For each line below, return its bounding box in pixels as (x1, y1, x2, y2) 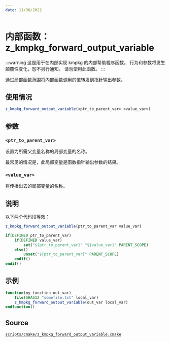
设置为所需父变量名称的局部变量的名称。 (5, 148, 90, 154)
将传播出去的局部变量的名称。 (5, 183, 67, 189)
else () (14, 247, 28, 252)
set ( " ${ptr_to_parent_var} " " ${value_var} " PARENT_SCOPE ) (23, 242, 149, 248)
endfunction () (5, 304, 36, 310)
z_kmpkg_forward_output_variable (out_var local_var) (14, 300, 128, 305)
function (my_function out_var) (5, 290, 72, 295)
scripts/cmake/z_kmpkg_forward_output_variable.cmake (5, 332, 122, 337)
